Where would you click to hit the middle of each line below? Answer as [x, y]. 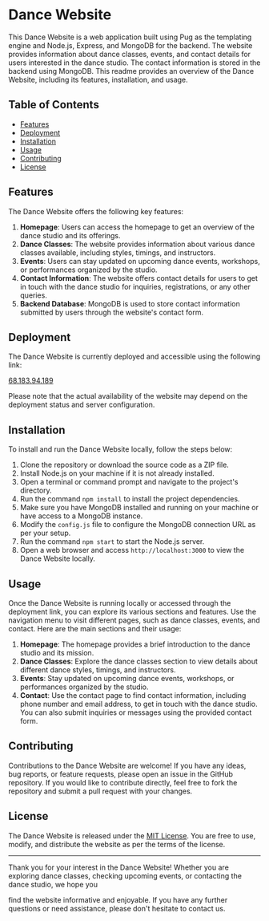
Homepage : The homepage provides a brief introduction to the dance [135, 644]
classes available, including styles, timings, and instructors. [118, 252]
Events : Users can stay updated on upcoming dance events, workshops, [140, 261]
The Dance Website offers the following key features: [96, 211]
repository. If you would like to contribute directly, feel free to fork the [123, 782]
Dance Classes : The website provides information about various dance [137, 244]
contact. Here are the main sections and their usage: [95, 629]
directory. [36, 490]
